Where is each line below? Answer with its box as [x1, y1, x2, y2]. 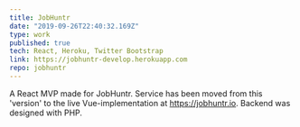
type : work [9, 30, 51, 39]
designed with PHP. [9, 107, 83, 118]
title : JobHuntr [9, 13, 70, 23]
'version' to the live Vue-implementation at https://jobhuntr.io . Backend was [9, 97, 291, 108]
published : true [9, 38, 70, 48]
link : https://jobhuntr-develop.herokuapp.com [9, 55, 188, 64]
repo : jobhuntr [9, 64, 67, 73]
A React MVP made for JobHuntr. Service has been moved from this [9, 87, 263, 99]
